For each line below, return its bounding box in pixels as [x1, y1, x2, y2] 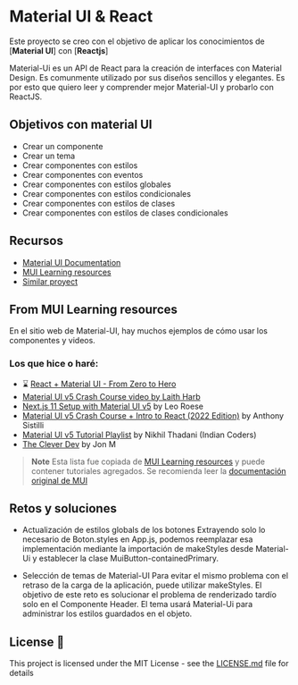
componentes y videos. [9, 335, 95, 346]
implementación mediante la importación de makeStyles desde [21, 544, 254, 554]
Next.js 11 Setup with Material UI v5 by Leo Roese [21, 401, 203, 411]
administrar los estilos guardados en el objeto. [21, 608, 193, 619]
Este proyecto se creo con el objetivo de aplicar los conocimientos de [9, 36, 265, 47]
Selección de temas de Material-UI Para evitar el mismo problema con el [21, 571, 288, 581]
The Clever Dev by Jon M [21, 438, 116, 449]
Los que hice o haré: [9, 358, 99, 370]
